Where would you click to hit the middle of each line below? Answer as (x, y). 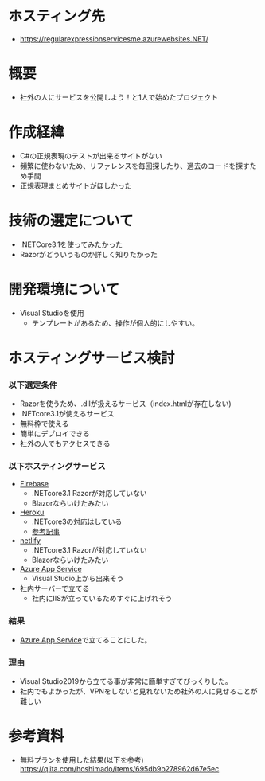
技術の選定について (71, 221)
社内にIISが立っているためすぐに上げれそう (102, 599)
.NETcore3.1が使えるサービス (67, 414)
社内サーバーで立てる (55, 588)
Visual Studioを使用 (52, 313)
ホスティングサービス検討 (92, 358)
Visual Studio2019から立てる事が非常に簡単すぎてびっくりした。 (126, 681)
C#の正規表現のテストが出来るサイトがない (91, 155)
